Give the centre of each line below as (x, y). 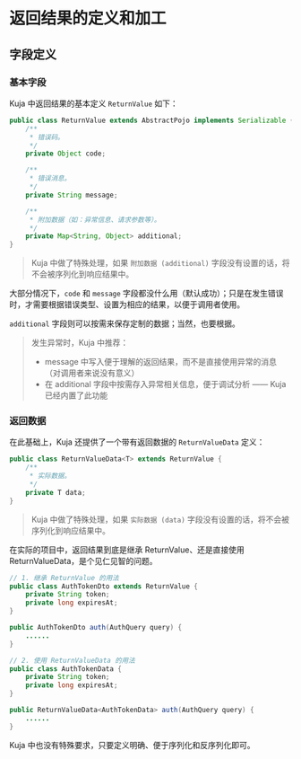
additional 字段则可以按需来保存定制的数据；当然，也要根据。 (125, 323)
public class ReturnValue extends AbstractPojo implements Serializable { (152, 120)
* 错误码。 (47, 137)
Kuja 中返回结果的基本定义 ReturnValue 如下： (94, 103)
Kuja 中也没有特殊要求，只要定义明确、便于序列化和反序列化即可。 (132, 745)
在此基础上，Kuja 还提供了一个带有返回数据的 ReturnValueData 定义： (137, 442)
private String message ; (72, 195)
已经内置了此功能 (76, 395)
